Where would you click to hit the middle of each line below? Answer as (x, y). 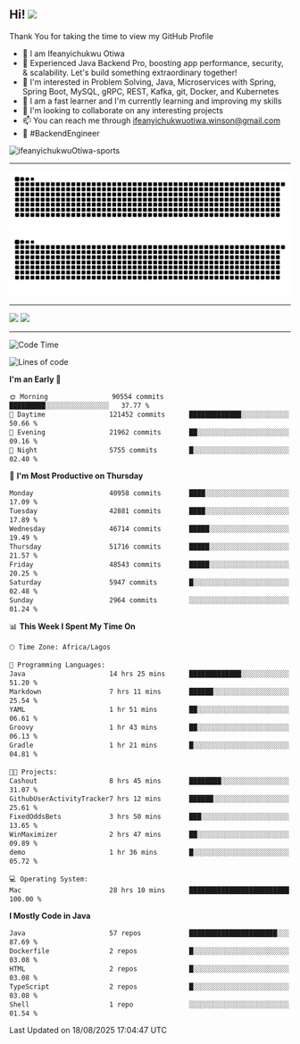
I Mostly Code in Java (50, 916)
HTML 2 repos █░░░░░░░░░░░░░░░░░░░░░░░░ (150, 969)
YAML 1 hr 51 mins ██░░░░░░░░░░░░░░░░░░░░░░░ (150, 710)
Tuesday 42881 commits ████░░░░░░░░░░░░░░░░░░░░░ (150, 511)
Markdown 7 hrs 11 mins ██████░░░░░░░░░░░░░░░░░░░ (150, 692)
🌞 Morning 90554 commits (87, 397)
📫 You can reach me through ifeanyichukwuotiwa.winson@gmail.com (151, 120)
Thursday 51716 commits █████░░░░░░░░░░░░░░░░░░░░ (150, 547)
